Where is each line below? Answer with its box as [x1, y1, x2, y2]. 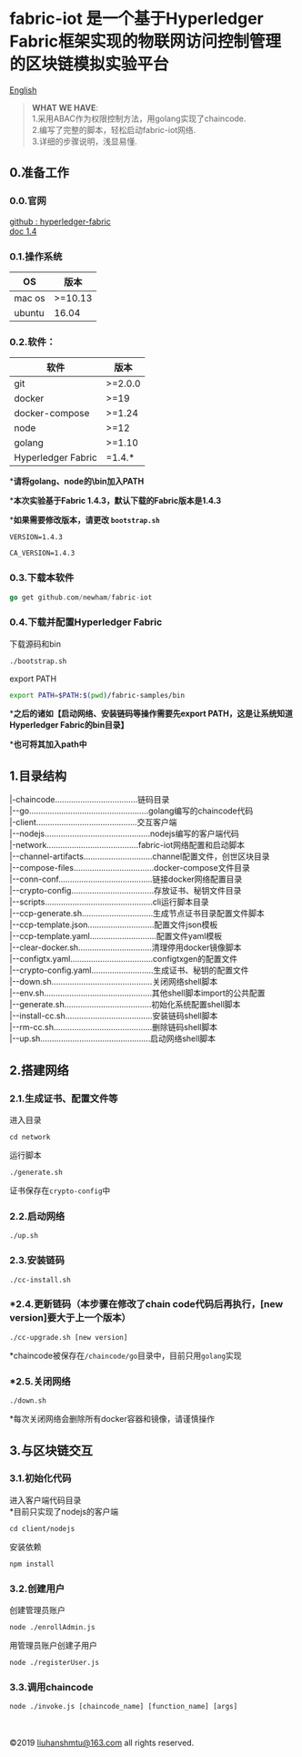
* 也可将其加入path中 [9, 739, 87, 750]
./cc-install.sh [9, 1275, 71, 1284]
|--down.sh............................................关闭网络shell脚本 [9, 976, 218, 987]
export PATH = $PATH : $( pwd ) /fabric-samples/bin [9, 690, 185, 700]
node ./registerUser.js [9, 1659, 100, 1668]
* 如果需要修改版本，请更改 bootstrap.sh [9, 515, 161, 526]
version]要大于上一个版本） [9, 1312, 132, 1324]
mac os [14, 291, 45, 304]
